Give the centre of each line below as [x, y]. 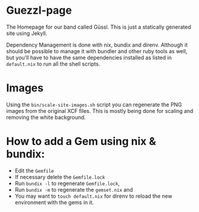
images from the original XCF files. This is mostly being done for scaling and [100, 110]
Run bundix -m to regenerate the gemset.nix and [74, 189]
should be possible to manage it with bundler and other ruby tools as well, [97, 51]
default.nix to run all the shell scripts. [53, 64]
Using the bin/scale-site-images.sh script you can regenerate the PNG [94, 105]
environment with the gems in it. [54, 202]
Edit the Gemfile [34, 170]
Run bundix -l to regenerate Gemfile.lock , [67, 183]
